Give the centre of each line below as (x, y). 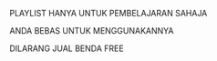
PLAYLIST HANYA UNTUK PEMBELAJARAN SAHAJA (108, 13)
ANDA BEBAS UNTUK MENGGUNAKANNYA (92, 30)
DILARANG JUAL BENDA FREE (67, 48)
